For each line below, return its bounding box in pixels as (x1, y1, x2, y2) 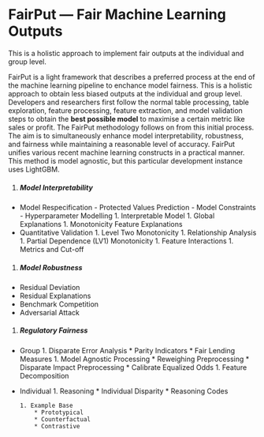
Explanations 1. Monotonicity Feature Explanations (19, 219, 183, 228)
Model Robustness (19, 262, 83, 272)
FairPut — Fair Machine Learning (8, 6, 226, 24)
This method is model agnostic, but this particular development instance (8, 156, 243, 165)
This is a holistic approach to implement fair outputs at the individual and (8, 48, 244, 58)
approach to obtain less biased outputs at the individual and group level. (8, 89, 243, 98)
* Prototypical (34, 409, 84, 416)
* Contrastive (34, 422, 80, 430)
